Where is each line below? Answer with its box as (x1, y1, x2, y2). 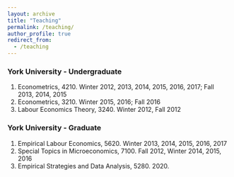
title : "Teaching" (7, 17, 62, 24)
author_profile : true (7, 30, 71, 38)
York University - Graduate (7, 123, 101, 133)
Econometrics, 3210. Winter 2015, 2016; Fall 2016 (17, 98, 161, 106)
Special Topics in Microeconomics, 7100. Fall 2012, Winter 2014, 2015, (17, 147, 221, 155)
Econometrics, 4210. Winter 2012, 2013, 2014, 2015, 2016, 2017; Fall (17, 83, 214, 91)
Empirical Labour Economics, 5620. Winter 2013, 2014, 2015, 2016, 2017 (17, 139, 228, 147)
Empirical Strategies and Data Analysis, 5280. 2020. (17, 161, 170, 170)
